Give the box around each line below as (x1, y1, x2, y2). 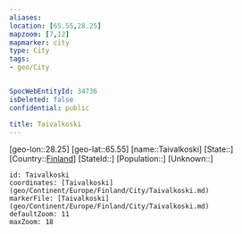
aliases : (9, 13, 42, 22)
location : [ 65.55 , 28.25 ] (9, 21, 102, 30)
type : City (9, 46, 50, 55)
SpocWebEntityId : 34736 (9, 87, 98, 96)
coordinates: (9, 179, 58, 188)
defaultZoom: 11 (9, 210, 70, 219)
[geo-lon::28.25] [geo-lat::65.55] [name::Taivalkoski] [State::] (9, 144, 234, 155)
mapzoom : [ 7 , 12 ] (9, 29, 70, 38)
